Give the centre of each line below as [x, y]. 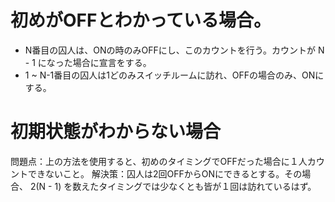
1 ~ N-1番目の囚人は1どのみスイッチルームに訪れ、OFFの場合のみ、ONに [174, 75]
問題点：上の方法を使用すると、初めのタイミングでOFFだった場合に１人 [159, 161]
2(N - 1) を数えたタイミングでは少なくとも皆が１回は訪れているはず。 [173, 186]
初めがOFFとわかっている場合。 [141, 20]
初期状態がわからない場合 [116, 132]
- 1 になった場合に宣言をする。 [88, 62]
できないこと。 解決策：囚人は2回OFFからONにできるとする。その [165, 173]
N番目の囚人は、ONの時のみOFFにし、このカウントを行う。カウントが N [174, 50]
